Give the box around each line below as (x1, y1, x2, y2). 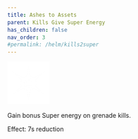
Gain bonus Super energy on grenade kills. (7, 111, 132, 120)
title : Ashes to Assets (7, 11, 77, 18)
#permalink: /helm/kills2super (7, 41, 99, 49)
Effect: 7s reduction (7, 125, 64, 133)
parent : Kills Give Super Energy (7, 18, 106, 26)
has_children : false (7, 26, 68, 33)
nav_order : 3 (7, 34, 46, 41)
